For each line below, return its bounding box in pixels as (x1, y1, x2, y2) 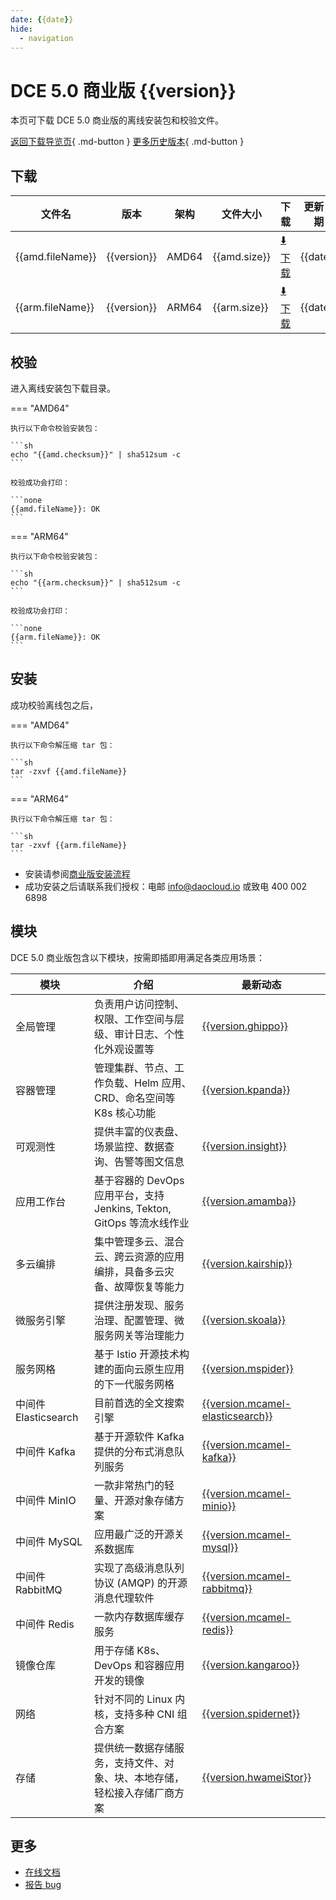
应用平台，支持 (94, 1188, 165, 1202)
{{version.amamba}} (201, 1194, 297, 1208)
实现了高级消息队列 (94, 1561, 185, 1575)
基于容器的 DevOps (94, 1173, 185, 1187)
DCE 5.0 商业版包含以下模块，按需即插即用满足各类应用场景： (10, 951, 266, 963)
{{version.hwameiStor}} (201, 1770, 312, 1784)
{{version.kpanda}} (201, 1082, 291, 1096)
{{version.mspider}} (201, 1361, 294, 1375)
